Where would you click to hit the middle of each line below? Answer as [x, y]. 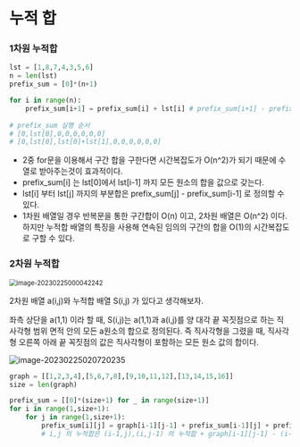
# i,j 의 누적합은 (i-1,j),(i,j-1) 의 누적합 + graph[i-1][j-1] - [159, 434]
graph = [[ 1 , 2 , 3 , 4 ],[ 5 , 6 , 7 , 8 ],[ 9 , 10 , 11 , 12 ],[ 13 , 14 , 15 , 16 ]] [121, 376]
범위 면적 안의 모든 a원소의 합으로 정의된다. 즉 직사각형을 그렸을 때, [149, 331]
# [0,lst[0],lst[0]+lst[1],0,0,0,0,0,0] [86, 142]
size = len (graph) [43, 384]
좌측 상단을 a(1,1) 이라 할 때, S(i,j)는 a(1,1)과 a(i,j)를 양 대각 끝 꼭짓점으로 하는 [142, 319]
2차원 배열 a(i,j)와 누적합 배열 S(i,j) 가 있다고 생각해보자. [106, 300]
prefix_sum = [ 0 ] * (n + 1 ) [54, 84]
